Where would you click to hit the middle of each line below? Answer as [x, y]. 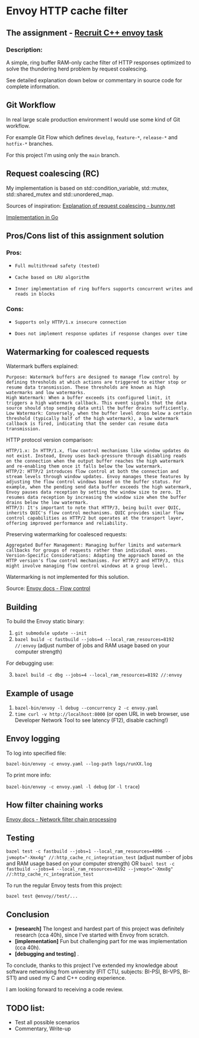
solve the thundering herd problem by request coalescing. [77, 69]
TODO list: [25, 1008]
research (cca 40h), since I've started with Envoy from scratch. [92, 935]
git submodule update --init [51, 633]
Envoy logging [33, 739]
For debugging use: [30, 663]
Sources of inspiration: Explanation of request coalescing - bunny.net [91, 206]
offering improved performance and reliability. [67, 523]
